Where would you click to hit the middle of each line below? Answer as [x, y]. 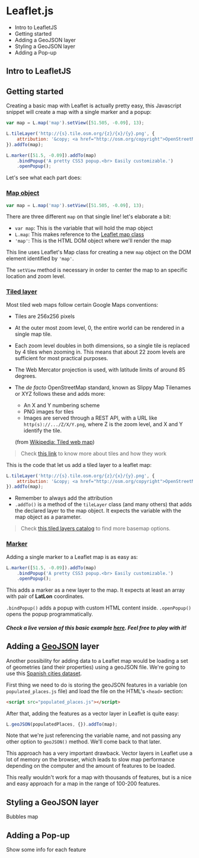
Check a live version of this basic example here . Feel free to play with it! [96, 628]
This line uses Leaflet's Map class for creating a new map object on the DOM [99, 252]
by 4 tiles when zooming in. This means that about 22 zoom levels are [100, 352]
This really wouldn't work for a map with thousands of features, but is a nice [99, 777]
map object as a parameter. [48, 517]
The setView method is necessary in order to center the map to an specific [97, 270]
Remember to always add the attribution [63, 498]
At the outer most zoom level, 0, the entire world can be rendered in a [99, 328]
